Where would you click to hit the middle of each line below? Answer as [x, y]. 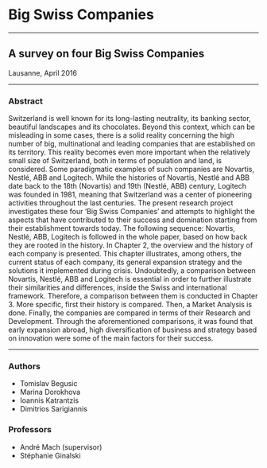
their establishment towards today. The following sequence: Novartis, [122, 228]
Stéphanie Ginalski [50, 455]
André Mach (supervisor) [61, 447]
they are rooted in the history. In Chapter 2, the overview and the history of [131, 245]
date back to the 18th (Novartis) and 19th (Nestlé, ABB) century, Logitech [127, 186]
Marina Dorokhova [50, 392]
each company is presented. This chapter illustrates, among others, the [125, 254]
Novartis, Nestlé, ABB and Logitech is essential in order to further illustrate [130, 279]
